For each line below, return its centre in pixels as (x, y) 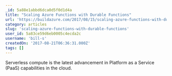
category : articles (26, 24)
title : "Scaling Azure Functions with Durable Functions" (68, 15)
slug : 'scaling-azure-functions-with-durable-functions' (67, 29)
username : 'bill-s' (26, 39)
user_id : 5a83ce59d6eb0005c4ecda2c (43, 34)
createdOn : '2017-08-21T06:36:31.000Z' (48, 43)
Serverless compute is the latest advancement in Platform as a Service (80, 62)
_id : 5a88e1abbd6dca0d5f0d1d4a (39, 10)
